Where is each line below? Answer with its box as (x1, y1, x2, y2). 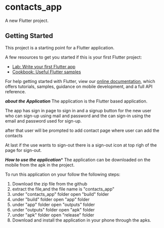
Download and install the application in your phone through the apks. (12, 217, 151, 223)
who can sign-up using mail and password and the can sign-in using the (5, 113, 151, 119)
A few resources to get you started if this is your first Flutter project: (5, 54, 142, 60)
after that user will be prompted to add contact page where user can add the (5, 127, 160, 133)
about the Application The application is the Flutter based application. (5, 98, 148, 104)
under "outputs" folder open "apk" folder (12, 207, 95, 212)
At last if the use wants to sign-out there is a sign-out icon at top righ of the (5, 142, 157, 148)
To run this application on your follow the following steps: (5, 171, 121, 177)
